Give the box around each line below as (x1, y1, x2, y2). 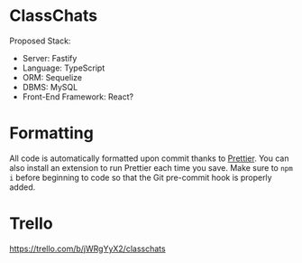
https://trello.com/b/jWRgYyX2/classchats (9, 243, 166, 254)
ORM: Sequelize (22, 71, 83, 82)
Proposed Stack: (9, 35, 71, 46)
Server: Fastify (22, 52, 78, 63)
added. (9, 182, 36, 193)
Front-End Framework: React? (22, 91, 133, 102)
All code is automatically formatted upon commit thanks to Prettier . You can (9, 153, 289, 164)
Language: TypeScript (22, 62, 105, 73)
